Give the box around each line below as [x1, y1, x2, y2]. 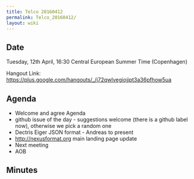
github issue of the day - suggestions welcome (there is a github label [14, 116, 188, 123]
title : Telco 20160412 [6, 8, 63, 15]
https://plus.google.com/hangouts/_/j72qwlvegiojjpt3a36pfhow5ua [6, 76, 172, 83]
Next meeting [14, 142, 49, 148]
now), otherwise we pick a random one [14, 123, 112, 129]
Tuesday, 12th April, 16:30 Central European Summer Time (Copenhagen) [6, 58, 188, 65]
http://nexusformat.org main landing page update [14, 135, 137, 142]
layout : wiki [6, 20, 39, 26]
